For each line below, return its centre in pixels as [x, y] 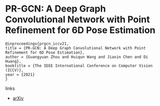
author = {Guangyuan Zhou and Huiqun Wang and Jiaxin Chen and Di [77, 57]
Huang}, [13, 61]
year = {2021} [20, 74]
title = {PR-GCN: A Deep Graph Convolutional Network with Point [75, 48]
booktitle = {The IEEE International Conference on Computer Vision [79, 66]
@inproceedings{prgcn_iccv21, [37, 43]
